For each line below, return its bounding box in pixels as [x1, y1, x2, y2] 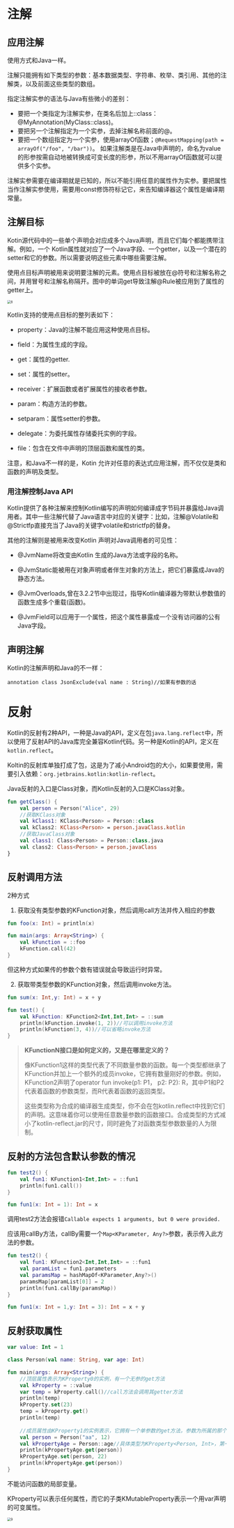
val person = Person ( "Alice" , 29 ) [19, 805, 120, 812]
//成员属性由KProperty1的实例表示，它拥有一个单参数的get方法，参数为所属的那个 [19, 1427, 228, 1434]
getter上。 [7, 285, 37, 294]
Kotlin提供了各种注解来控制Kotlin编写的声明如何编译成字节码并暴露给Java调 [7, 504, 224, 513]
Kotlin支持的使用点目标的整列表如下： [7, 310, 115, 319]
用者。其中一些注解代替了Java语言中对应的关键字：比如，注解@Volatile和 [7, 513, 219, 521]
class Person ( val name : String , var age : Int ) [7, 1356, 145, 1363]
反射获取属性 [7, 1324, 63, 1336]
